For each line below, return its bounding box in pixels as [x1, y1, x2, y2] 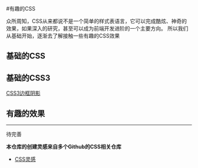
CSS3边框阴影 [6, 90, 41, 97]
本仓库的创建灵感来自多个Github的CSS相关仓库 [6, 143, 122, 150]
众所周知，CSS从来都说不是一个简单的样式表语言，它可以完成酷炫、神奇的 [6, 18, 187, 25]
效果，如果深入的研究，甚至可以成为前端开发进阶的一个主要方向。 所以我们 [6, 25, 189, 32]
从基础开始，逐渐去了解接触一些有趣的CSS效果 [6, 32, 120, 39]
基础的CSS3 [6, 73, 51, 83]
